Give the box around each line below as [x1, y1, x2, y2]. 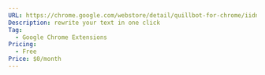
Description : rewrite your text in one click [8, 19, 160, 27]
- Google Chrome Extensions [15, 33, 108, 41]
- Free [15, 48, 37, 55]
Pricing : [8, 41, 37, 48]
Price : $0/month [8, 55, 62, 63]
